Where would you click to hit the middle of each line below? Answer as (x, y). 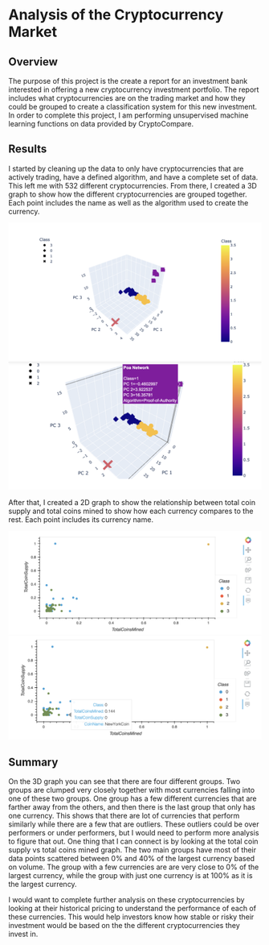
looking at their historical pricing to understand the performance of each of (132, 909)
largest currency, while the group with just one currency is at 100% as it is (130, 876)
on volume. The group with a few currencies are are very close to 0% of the (134, 867)
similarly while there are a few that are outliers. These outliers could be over (134, 824)
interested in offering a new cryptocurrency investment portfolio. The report (134, 89)
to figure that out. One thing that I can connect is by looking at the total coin (133, 841)
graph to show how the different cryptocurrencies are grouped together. (128, 194)
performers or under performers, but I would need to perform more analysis (134, 833)
